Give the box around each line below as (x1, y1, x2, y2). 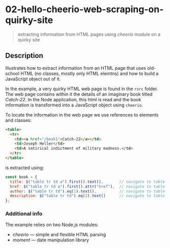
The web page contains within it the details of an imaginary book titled (5, 91, 153, 97)
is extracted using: (5, 164, 44, 171)
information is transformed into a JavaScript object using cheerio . (5, 102, 144, 108)
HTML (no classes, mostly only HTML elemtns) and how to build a (20, 70, 159, 76)
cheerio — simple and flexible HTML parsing (12, 232, 106, 238)
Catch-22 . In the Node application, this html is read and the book (5, 96, 141, 102)
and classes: (5, 117, 32, 123)
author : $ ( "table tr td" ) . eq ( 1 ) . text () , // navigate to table (10, 188, 165, 194)
